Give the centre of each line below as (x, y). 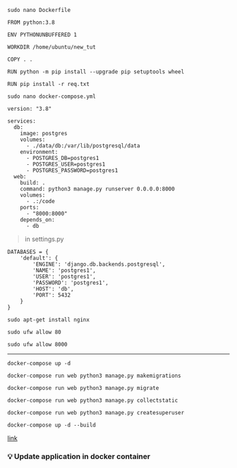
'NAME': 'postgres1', (65, 271)
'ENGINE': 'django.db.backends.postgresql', (99, 264)
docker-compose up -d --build (52, 425)
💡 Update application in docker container (79, 456)
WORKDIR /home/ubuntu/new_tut (52, 47)
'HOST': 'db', (53, 289)
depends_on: (37, 220)
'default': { (39, 258)
